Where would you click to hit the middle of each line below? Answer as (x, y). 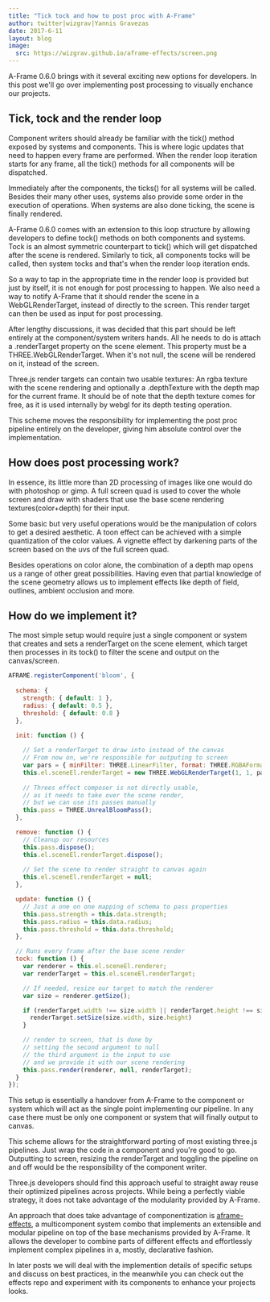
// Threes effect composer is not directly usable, (111, 788)
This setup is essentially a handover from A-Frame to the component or (127, 1100)
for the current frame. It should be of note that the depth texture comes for (132, 396)
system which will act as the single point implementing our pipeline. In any (131, 1109)
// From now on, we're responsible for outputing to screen (125, 758)
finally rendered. (35, 214)
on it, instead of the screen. (54, 363)
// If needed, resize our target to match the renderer (119, 988)
